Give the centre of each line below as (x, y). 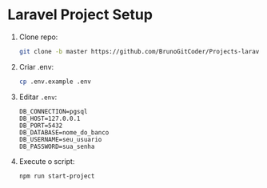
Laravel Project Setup (80, 15)
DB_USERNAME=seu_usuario (60, 139)
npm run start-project (57, 176)
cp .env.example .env (55, 82)
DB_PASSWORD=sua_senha (57, 146)
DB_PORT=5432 (41, 126)
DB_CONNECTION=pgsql (53, 111)
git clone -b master (53, 51)
